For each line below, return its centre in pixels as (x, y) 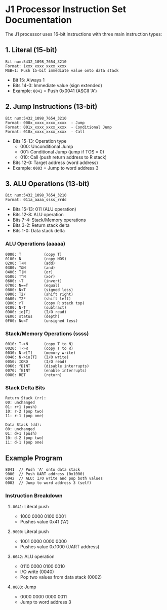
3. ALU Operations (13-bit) (47, 184)
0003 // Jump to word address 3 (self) (49, 483)
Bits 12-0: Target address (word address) (55, 162)
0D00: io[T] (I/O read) (36, 312)
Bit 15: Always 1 (28, 80)
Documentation (39, 20)
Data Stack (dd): (24, 425)
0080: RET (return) (34, 375)
